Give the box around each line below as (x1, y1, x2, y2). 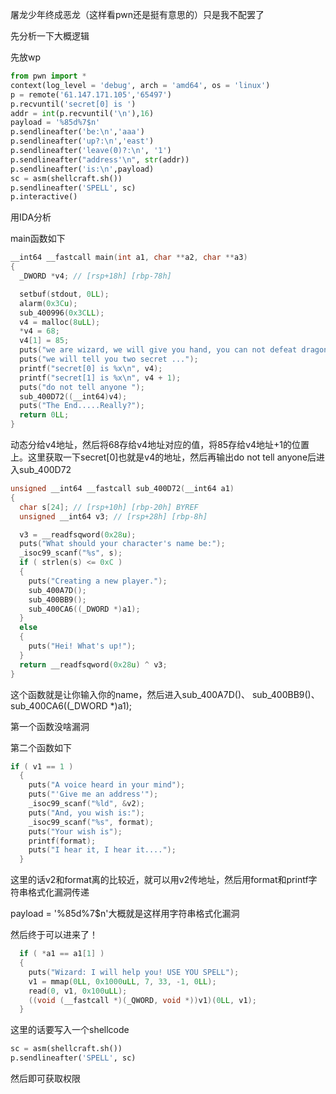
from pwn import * (10, 71, 87, 81)
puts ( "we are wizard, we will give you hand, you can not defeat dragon (19, 345, 329, 355)
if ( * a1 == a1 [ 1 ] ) (19, 949, 105, 959)
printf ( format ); (28, 836, 97, 846)
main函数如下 (10, 233, 66, 245)
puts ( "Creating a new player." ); (28, 576, 168, 586)
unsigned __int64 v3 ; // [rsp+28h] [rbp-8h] (19, 511, 208, 522)
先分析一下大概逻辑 (10, 30, 90, 42)
